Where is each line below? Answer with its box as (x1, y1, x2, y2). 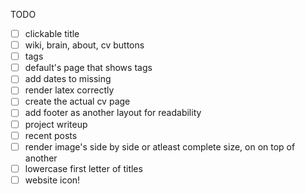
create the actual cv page (24, 95, 131, 108)
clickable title (24, 28, 80, 39)
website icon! (24, 174, 81, 186)
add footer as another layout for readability (24, 107, 202, 119)
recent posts (24, 129, 78, 141)
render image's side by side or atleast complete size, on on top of (24, 140, 296, 153)
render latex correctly (24, 84, 115, 96)
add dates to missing (24, 73, 112, 85)
